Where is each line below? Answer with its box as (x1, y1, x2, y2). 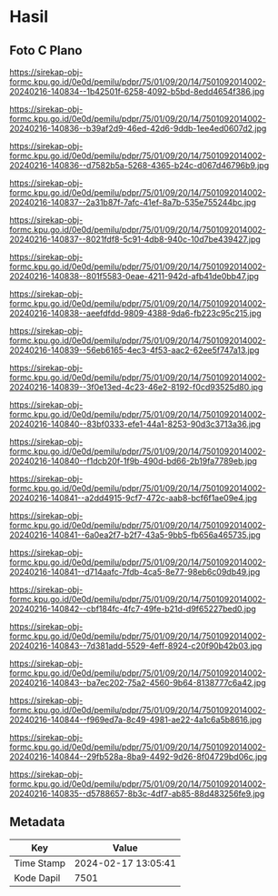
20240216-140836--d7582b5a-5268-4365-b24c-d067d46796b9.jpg (9, 160, 270, 170)
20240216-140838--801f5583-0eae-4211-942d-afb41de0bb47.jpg (9, 271, 259, 281)
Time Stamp (14, 857, 66, 870)
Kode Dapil (14, 871, 61, 884)
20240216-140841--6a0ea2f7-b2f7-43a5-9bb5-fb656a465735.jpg (9, 529, 261, 540)
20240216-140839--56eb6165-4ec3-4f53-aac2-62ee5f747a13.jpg (9, 345, 260, 356)
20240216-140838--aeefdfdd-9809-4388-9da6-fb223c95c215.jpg (9, 307, 262, 318)
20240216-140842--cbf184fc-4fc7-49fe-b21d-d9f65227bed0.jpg (9, 603, 256, 614)
